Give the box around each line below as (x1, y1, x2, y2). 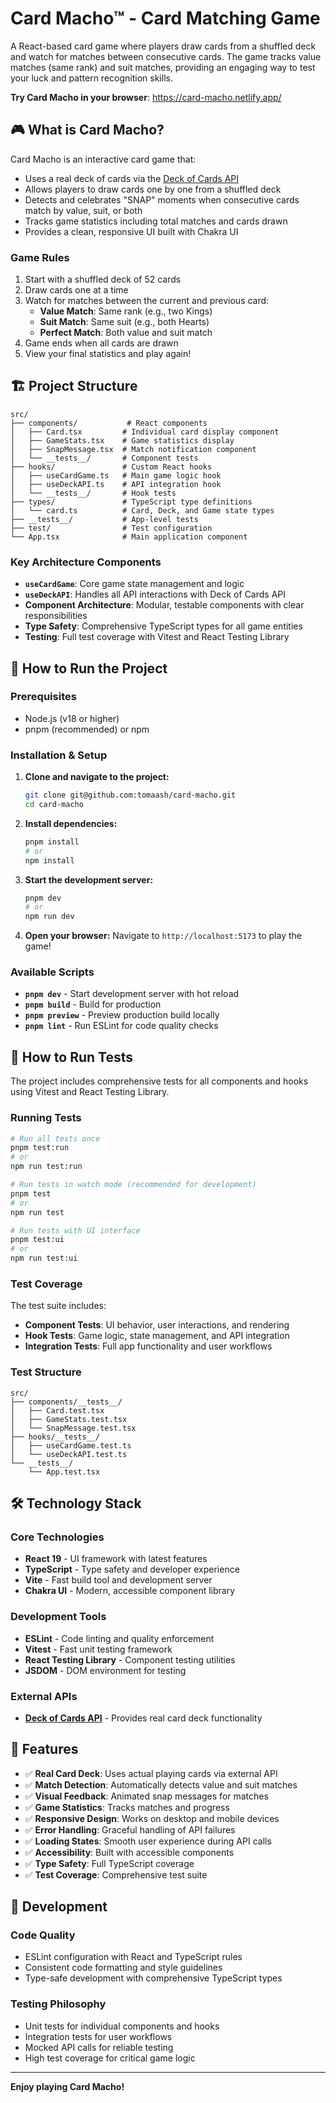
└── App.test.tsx (28, 1467, 101, 1477)
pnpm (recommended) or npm (24, 723, 150, 735)
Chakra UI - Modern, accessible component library (24, 1585, 236, 1597)
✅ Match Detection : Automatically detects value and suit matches (24, 1778, 298, 1791)
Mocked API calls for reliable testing (24, 2041, 174, 2053)
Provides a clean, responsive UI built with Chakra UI (24, 225, 239, 237)
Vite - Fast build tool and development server (24, 1574, 213, 1586)
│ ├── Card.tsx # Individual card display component (10, 427, 280, 437)
